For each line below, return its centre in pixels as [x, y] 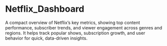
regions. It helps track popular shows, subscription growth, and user [75, 33]
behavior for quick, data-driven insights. [46, 38]
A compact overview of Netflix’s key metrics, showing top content [73, 23]
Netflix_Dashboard [45, 9]
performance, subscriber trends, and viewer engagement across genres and [84, 27]
